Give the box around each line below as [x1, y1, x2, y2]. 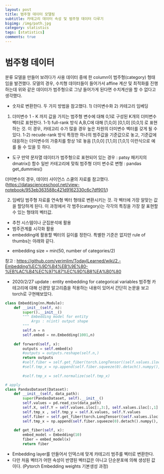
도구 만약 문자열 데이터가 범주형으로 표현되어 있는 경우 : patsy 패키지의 [12, 154, 147, 160]
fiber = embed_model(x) [22, 437, 71, 442]
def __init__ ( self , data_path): [14, 391, 80, 397]
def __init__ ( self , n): [14, 305, 62, 310]
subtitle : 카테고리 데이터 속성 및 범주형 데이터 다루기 [5, 16, 104, 21]
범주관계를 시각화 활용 [12, 226, 55, 232]
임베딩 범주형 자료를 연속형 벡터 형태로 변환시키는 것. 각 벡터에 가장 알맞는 [12, 197, 153, 203]
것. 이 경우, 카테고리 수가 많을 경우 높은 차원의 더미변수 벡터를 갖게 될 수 [21, 125, 158, 131]
